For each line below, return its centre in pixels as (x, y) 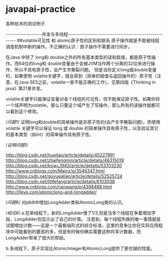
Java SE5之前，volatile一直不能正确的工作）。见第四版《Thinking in (87, 82)
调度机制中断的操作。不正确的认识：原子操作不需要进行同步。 (69, 46)
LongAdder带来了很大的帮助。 (37, 238)
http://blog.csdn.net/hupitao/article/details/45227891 (60, 155)
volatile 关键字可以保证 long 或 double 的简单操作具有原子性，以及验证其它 (82, 128)
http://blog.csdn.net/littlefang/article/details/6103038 (60, 181)
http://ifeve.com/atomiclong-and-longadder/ (51, 192)
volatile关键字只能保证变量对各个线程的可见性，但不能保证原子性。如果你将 (83, 99)
